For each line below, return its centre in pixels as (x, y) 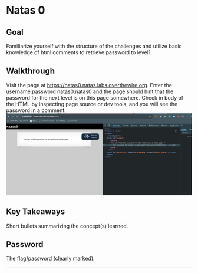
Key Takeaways (36, 212)
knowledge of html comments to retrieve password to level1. (79, 52)
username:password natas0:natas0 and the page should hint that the (90, 91)
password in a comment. (36, 110)
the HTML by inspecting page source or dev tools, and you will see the (92, 104)
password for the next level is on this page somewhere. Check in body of (95, 97)
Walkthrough (30, 71)
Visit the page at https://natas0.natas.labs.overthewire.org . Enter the (89, 85)
